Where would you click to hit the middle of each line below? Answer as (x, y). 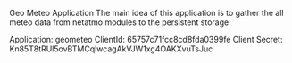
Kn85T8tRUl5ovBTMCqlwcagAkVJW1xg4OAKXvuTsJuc (111, 49)
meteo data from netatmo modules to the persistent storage (119, 22)
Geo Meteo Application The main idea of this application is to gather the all (146, 13)
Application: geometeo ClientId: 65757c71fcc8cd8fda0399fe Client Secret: (146, 39)
